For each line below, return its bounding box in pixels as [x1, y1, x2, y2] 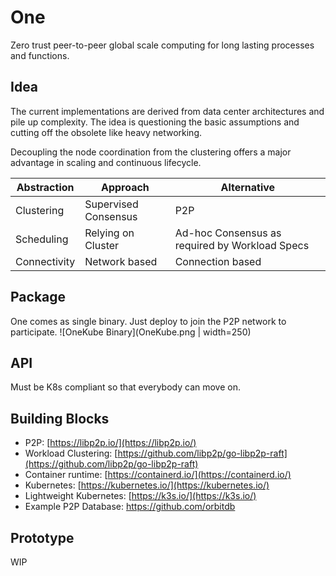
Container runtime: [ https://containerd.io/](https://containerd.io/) [24, 469, 292, 481]
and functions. [10, 49, 70, 61]
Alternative [220, 180, 276, 194]
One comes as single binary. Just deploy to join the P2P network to [10, 315, 287, 327]
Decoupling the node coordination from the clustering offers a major [10, 146, 292, 158]
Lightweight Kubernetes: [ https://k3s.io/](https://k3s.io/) [24, 490, 257, 502]
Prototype [10, 529, 75, 546]
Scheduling [15, 232, 69, 246]
